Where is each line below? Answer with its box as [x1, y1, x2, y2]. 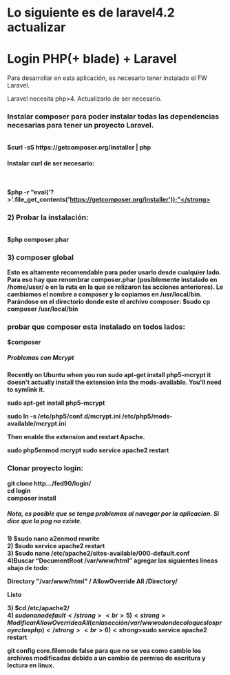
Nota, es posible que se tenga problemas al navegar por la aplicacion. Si [7, 510, 220, 518]
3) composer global [7, 252, 74, 262]
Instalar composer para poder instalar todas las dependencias [7, 112, 219, 121]
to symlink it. [7, 385, 45, 394]
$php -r [7, 188, 30, 196]
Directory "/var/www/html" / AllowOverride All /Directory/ [7, 577, 178, 585]
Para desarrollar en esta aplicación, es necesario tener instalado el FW [7, 74, 208, 82]
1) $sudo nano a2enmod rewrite [7, 534, 100, 543]
